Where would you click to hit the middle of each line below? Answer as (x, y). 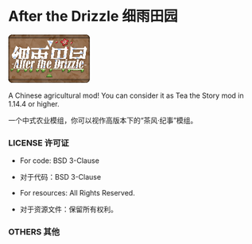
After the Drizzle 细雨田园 (93, 16)
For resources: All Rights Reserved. (77, 193)
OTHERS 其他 (34, 232)
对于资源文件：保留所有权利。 (68, 209)
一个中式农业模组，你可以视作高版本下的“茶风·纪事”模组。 (103, 120)
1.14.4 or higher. (34, 103)
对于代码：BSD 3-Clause (60, 177)
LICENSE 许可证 (39, 142)
